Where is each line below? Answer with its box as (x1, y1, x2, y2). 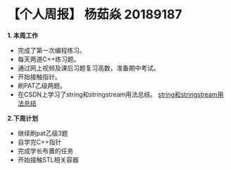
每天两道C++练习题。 (17, 54, 80, 63)
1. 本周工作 (7, 31, 39, 40)
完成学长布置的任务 (17, 146, 74, 155)
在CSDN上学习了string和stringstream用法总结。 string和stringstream (17, 90, 218, 99)
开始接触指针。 (17, 72, 61, 81)
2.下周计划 (7, 114, 39, 122)
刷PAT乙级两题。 (17, 81, 67, 90)
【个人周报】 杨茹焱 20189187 (7, 6, 182, 23)
